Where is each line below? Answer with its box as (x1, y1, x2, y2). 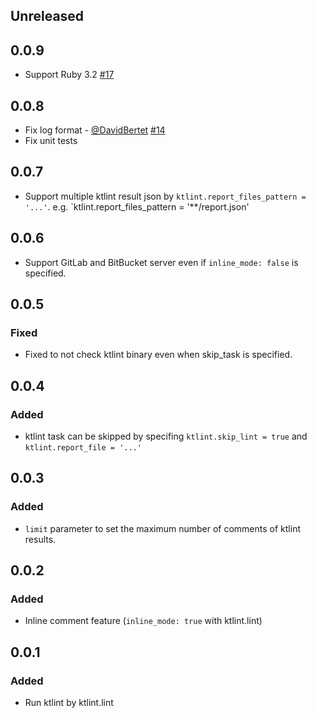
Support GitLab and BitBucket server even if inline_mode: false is (24, 256, 299, 268)
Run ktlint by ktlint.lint (24, 697, 114, 709)
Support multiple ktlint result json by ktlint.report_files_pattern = (24, 190, 307, 202)
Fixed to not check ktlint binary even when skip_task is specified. (24, 349, 293, 361)
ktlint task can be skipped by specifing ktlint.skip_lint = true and (24, 430, 308, 443)
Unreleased (10, 8, 85, 25)
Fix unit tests (24, 135, 78, 147)
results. (24, 533, 57, 545)
